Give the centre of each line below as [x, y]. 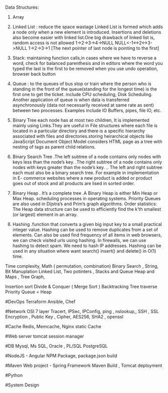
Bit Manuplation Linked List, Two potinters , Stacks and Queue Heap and [80, 271]
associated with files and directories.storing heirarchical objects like [82, 136]
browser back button [34, 74]
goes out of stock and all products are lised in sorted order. [74, 183]
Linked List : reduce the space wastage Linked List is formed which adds [88, 27]
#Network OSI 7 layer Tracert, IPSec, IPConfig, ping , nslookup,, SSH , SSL [82, 311]
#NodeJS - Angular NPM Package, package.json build [61, 356]
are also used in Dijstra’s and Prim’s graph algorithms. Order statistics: [85, 204]
